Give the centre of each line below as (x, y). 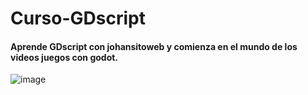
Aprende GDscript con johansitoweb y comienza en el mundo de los (154, 46)
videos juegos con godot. (64, 57)
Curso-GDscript (78, 18)
